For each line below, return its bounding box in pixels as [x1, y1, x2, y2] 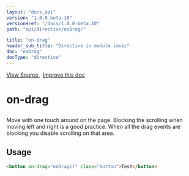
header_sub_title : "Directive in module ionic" [6, 43, 130, 49]
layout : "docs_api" [6, 9, 56, 15]
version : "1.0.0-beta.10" [6, 15, 72, 21]
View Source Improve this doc [6, 71, 86, 78]
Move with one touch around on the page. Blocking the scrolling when [6, 116, 183, 123]
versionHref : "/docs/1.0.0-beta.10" [6, 20, 100, 26]
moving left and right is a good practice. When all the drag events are [6, 123, 181, 130]
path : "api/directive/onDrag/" [6, 26, 86, 33]
